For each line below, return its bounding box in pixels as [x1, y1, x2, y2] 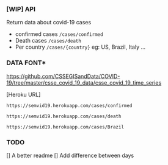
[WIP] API [6, 5, 35, 13]
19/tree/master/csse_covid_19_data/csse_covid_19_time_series [6, 79, 162, 86]
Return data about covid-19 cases [6, 19, 92, 26]
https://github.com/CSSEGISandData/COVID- [6, 72, 120, 80]
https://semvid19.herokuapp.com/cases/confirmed [6, 102, 133, 108]
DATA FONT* [6, 58, 46, 67]
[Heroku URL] [6, 91, 41, 98]
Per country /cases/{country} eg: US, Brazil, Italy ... [15, 43, 146, 51]
